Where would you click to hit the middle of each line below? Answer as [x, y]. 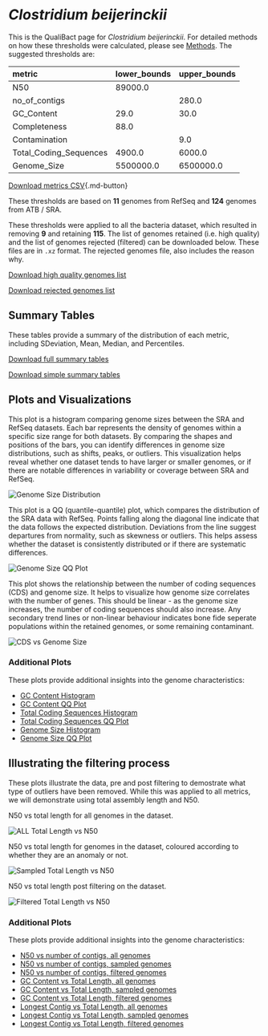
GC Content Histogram [57, 695]
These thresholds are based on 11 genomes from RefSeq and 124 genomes [132, 201]
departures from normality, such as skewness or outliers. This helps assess [133, 535]
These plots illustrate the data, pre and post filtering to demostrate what [127, 782]
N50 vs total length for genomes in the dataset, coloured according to [124, 846]
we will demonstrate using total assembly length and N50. [104, 799]
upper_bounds [207, 74]
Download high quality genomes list [67, 274]
